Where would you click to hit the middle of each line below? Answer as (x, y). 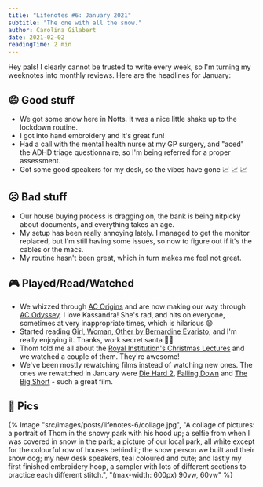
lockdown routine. (49, 127)
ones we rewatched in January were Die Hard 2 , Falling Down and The (133, 373)
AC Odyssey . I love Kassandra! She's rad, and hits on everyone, (122, 314)
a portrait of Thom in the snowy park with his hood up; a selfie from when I (129, 434)
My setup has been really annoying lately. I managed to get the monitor (134, 233)
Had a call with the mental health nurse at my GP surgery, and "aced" (132, 144)
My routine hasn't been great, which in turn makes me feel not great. (130, 258)
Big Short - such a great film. (66, 381)
